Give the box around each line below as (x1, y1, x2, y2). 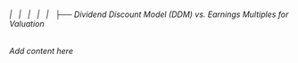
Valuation (9, 18, 45, 28)
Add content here (9, 46, 74, 57)
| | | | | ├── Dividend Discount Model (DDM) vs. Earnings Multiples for (9, 9, 289, 20)
